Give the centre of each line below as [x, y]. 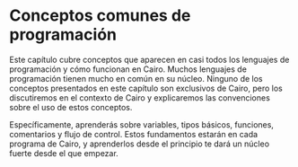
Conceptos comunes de [100, 16]
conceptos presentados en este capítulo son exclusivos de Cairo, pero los [146, 88]
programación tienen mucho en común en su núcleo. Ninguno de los [136, 78]
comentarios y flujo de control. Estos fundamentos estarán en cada [134, 134]
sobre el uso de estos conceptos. [71, 107]
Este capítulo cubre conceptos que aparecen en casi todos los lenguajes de [149, 59]
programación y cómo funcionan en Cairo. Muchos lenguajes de [128, 69]
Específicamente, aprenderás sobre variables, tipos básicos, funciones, [141, 124]
